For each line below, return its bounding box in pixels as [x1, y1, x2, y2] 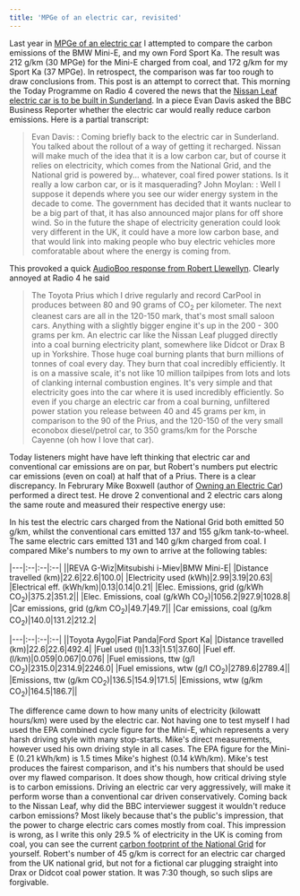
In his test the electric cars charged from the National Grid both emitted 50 [9, 517, 285, 528]
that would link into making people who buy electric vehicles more [30, 236, 276, 246]
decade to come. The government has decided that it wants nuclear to [30, 198, 292, 209]
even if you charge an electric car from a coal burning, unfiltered [30, 396, 270, 408]
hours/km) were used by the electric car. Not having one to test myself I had [9, 715, 290, 726]
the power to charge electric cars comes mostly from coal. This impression [9, 820, 287, 831]
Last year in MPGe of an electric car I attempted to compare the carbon [9, 38, 273, 48]
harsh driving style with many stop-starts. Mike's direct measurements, [9, 734, 272, 745]
